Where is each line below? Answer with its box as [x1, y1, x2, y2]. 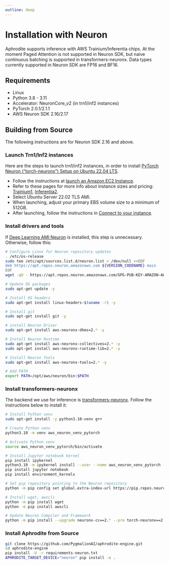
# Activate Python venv [5, 439, 55, 444]
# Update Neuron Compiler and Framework [5, 513, 92, 518]
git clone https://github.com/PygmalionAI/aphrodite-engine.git [5, 541, 143, 546]
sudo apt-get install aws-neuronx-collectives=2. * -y [5, 341, 121, 346]
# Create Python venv [5, 426, 51, 431]
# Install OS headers [5, 295, 51, 300]
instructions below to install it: [5, 402, 67, 408]
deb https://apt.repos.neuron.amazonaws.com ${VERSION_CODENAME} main [5, 263, 156, 268]
